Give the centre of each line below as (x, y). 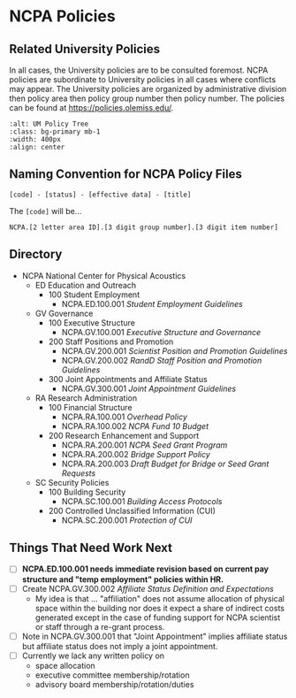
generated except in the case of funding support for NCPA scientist (158, 617)
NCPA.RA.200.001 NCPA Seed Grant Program (144, 445)
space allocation (65, 665)
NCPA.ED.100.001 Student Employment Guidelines (152, 303)
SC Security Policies (72, 482)
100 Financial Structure (90, 407)
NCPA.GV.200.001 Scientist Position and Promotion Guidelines (175, 350)
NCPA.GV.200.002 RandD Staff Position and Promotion (162, 360)
